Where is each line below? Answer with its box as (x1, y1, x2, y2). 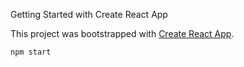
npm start (10, 47, 52, 57)
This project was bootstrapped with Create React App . (10, 28, 235, 39)
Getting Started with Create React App (10, 9, 168, 20)
